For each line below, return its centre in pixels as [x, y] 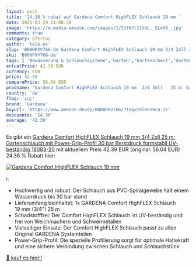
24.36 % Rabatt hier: [31, 156]
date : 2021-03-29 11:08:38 [39, 22]
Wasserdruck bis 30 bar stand [51, 197]
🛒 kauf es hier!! [24, 258]
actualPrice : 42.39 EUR [35, 66]
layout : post [22, 11]
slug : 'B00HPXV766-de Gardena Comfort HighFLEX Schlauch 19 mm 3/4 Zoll [96, 50]
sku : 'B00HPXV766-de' [32, 55]
